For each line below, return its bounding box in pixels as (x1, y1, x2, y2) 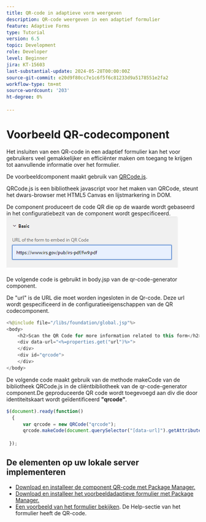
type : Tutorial (6, 29, 45, 36)
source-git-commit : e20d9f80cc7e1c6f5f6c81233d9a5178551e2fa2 (6, 74, 169, 81)
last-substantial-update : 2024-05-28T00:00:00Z (6, 68, 131, 74)
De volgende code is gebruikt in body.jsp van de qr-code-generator (6, 275, 178, 283)
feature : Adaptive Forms (6, 23, 70, 29)
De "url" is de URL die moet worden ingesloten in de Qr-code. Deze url (6, 294, 185, 301)
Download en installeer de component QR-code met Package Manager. (15, 483, 196, 491)
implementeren (6, 467, 66, 478)
